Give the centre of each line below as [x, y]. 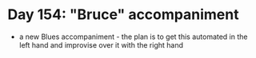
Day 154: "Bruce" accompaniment [123, 15]
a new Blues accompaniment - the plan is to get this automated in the [133, 37]
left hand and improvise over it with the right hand [101, 44]
